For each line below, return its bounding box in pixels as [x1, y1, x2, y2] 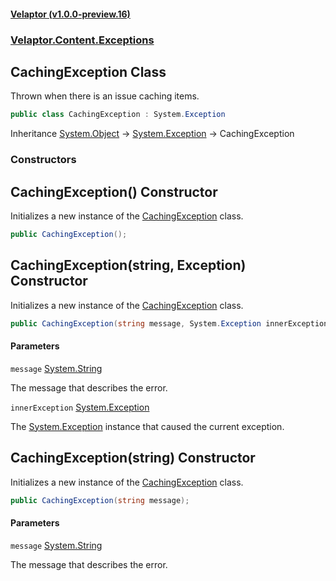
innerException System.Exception [10, 401, 150, 413]
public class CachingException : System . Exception [10, 110, 226, 120]
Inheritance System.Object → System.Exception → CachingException [10, 128, 295, 140]
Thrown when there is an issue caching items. [10, 90, 200, 102]
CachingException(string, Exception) [10, 257, 247, 274]
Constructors [10, 153, 77, 167]
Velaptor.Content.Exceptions [10, 33, 155, 47]
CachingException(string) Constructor [10, 450, 256, 467]
